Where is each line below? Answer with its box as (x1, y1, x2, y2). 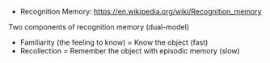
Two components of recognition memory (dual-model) (8, 22, 190, 31)
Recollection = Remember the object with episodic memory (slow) (19, 46, 240, 55)
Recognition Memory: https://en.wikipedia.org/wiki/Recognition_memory (19, 7, 262, 16)
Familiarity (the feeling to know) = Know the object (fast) (19, 37, 209, 47)
